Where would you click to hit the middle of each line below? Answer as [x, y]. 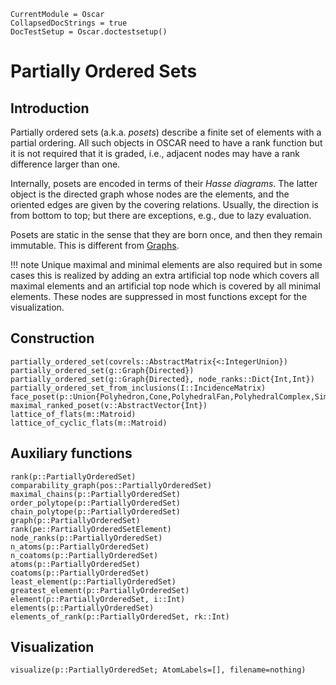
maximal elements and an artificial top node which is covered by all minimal [165, 286]
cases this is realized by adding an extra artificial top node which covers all [165, 275]
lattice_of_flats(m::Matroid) [73, 414]
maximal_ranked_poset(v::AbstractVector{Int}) [109, 405]
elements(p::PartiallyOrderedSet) [82, 608]
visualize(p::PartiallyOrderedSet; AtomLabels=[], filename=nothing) [158, 670]
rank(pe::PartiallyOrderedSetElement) [91, 529]
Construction [52, 338]
